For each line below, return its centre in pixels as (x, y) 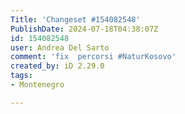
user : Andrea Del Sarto (60, 47)
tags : (21, 76)
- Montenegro (37, 85)
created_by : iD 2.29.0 (57, 66)
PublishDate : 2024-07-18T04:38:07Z (84, 29)
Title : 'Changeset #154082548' (75, 19)
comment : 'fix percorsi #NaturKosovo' (93, 57)
